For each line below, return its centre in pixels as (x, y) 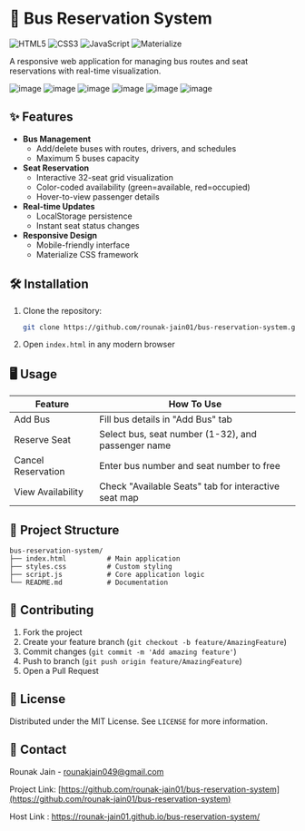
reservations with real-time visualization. (85, 71)
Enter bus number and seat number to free (190, 466)
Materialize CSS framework (87, 254)
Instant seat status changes (88, 225)
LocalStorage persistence (84, 216)
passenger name (135, 445)
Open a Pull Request (61, 670)
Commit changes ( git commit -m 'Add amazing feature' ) (130, 651)
